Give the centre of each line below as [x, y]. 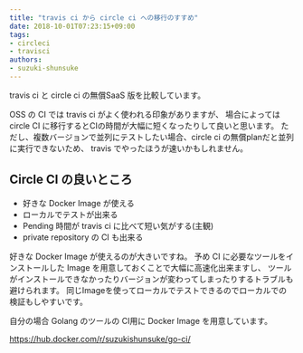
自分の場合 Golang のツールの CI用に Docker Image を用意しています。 [141, 320]
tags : [19, 34]
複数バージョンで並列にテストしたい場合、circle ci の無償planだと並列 [164, 137]
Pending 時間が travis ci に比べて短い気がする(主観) [118, 225]
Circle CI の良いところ [71, 180]
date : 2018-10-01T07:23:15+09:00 [72, 26]
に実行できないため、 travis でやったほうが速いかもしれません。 [129, 148]
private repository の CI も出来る [83, 237]
